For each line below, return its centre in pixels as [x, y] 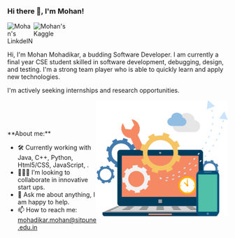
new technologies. [34, 77]
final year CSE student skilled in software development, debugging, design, [115, 62]
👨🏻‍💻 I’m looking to [44, 172]
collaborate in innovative [53, 180]
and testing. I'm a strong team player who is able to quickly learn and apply [115, 70]
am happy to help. [43, 202]
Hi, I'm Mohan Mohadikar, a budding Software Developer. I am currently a [113, 54]
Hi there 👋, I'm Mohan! [46, 11]
